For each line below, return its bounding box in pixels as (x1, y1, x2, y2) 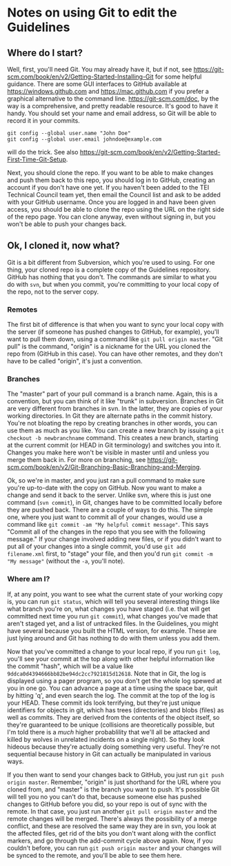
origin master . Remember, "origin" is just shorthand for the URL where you (7, 778, 221, 786)
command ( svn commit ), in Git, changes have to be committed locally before (7, 499, 223, 507)
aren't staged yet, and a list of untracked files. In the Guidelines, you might (7, 619, 219, 627)
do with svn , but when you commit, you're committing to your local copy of (7, 280, 219, 288)
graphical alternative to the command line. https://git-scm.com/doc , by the (7, 94, 219, 103)
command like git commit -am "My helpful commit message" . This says (7, 521, 209, 529)
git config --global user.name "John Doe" (7, 130, 131, 137)
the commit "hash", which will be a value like (7, 662, 134, 670)
